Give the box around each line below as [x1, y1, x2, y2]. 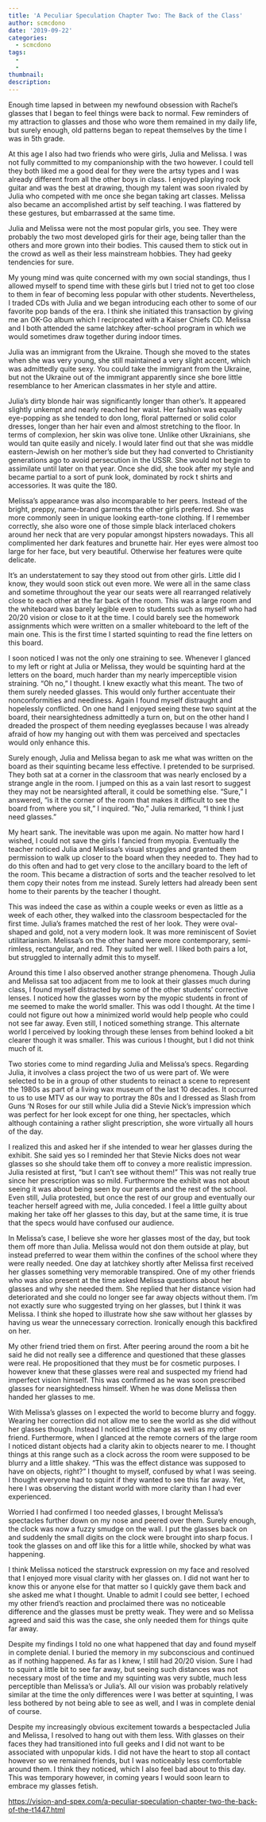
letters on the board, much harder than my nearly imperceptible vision [8, 670, 237, 680]
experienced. [8, 1492, 52, 1501]
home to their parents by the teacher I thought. [8, 886, 161, 896]
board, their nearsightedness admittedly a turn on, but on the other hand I [8, 712, 249, 722]
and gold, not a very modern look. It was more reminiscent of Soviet [34, 926, 256, 937]
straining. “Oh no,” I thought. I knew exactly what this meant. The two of [8, 678, 244, 688]
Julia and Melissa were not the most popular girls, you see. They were [8, 223, 237, 233]
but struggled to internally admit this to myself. [8, 952, 160, 961]
